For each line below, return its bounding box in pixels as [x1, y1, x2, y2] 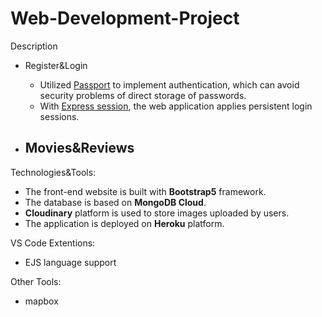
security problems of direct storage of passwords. [39, 89, 247, 101]
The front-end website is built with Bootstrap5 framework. [24, 185, 267, 197]
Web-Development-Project [10, 7, 240, 30]
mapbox [24, 295, 59, 307]
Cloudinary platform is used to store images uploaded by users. [24, 207, 290, 219]
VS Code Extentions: [10, 237, 96, 249]
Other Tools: [10, 275, 62, 287]
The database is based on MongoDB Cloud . [24, 196, 207, 208]
